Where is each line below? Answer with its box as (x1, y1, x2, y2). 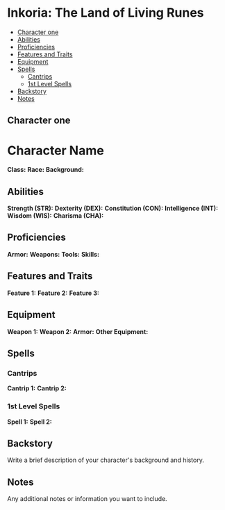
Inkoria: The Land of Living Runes (7, 5, 204, 21)
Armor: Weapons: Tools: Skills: (7, 250, 99, 258)
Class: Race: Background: (7, 166, 85, 174)
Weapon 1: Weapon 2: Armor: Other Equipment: (7, 327, 149, 335)
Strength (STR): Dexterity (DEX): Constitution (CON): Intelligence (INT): (7, 204, 219, 213)
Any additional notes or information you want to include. (7, 495, 168, 503)
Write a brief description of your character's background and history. (7, 456, 205, 464)
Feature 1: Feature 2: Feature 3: (7, 289, 99, 297)
